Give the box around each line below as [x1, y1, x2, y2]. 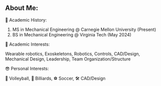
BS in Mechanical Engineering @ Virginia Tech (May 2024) [12, 31, 132, 37]
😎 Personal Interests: [5, 65, 49, 71]
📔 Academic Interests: [5, 41, 50, 47]
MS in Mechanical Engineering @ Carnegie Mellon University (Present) [12, 27, 157, 32]
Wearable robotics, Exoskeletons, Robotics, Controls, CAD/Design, [5, 51, 140, 57]
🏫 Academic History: [5, 17, 47, 23]
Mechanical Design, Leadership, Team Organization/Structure [5, 56, 131, 62]
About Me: [5, 4, 39, 12]
